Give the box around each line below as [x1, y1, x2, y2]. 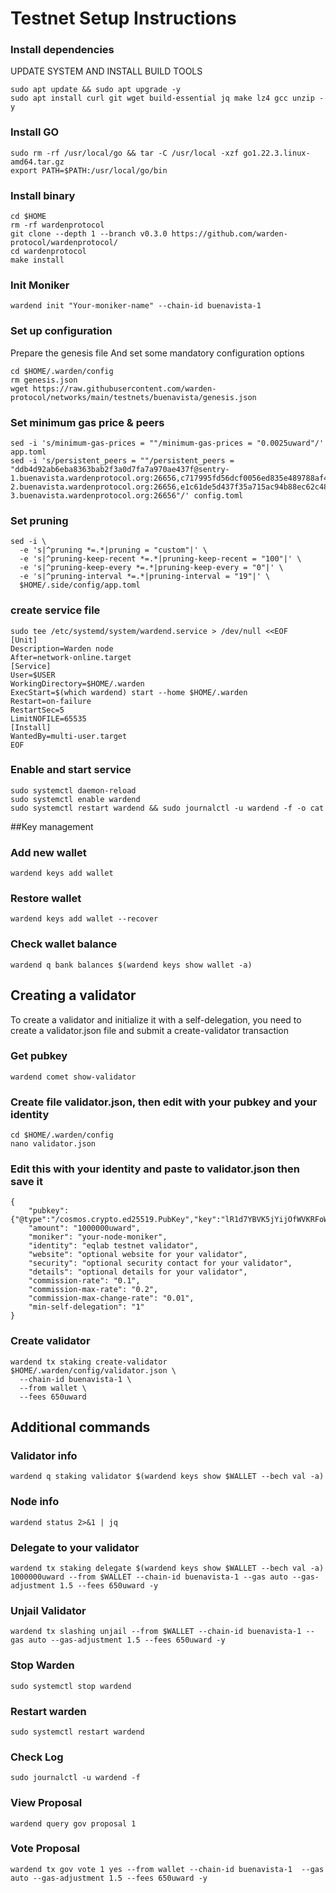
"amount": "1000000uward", [28, 1223, 141, 1234]
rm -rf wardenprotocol [10, 220, 105, 231]
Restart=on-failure [10, 696, 92, 706]
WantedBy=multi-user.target [10, 731, 128, 741]
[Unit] [10, 635, 38, 645]
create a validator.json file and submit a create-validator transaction [10, 1024, 290, 1036]
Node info [10, 1495, 60, 1509]
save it [10, 1175, 43, 1189]
